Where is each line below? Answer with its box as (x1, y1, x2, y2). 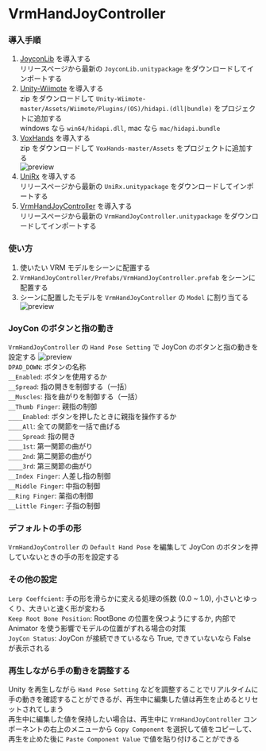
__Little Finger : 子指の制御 (8, 501, 101, 510)
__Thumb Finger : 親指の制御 (8, 402, 98, 411)
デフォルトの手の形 (8, 523, 82, 533)
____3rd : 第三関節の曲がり (8, 461, 94, 471)
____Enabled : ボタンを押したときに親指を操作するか (8, 412, 177, 422)
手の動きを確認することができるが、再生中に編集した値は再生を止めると (8, 694, 245, 703)
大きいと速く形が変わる (29, 603, 106, 613)
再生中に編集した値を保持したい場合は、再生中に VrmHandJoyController (8, 714, 242, 723)
